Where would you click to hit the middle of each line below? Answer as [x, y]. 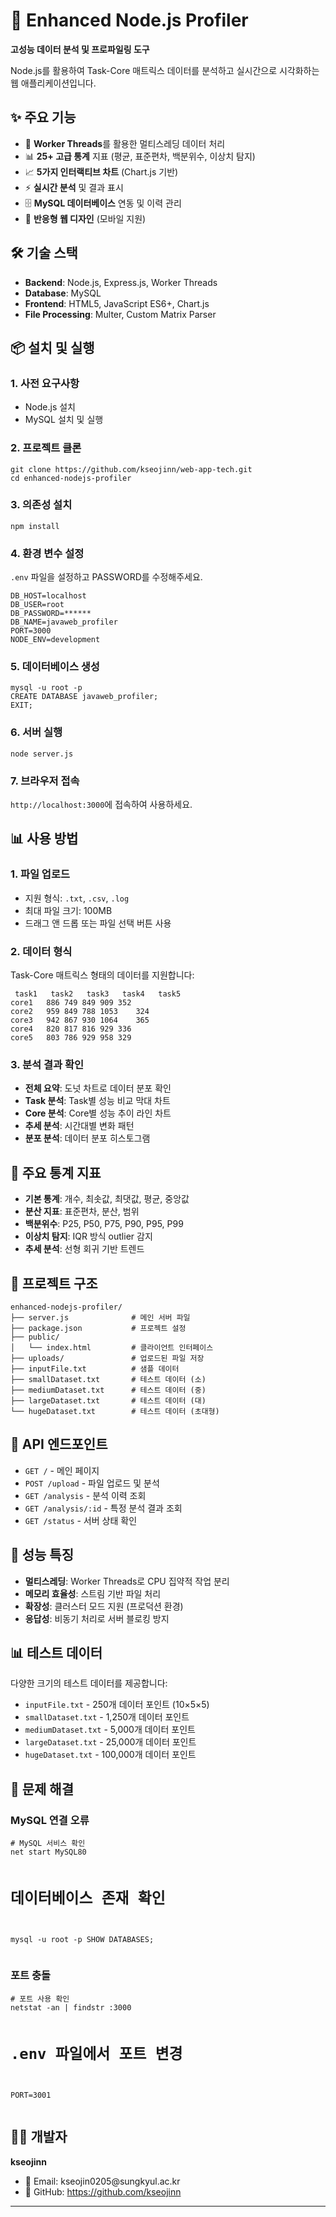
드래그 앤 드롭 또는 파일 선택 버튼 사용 [98, 923]
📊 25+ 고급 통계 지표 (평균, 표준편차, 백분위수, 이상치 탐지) [140, 156]
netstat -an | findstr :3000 [71, 2007]
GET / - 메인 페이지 [62, 1470]
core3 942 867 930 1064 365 [80, 1020]
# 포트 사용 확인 [40, 1999]
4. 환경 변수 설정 [47, 553]
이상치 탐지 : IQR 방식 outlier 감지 [88, 1236]
